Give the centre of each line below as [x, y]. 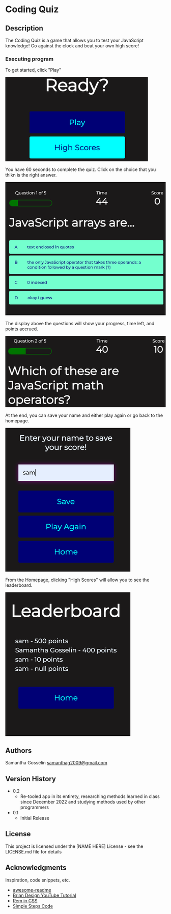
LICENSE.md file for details [34, 851]
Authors [19, 750]
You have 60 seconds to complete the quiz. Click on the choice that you [81, 169]
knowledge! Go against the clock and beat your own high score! [72, 46]
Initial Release [35, 818]
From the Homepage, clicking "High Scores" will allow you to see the [77, 580]
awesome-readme [32, 890]
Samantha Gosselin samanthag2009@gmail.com [56, 763]
